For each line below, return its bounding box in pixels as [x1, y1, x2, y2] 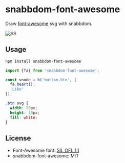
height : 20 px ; [10, 110, 40, 115]
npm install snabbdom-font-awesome [5, 59, 81, 64]
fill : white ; [10, 115, 38, 120]
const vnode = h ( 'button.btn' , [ [5, 77, 77, 82]
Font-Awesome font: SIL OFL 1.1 [12, 147, 79, 154]
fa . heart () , [10, 82, 36, 87]
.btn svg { [5, 101, 29, 106]
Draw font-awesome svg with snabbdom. [5, 20, 93, 27]
